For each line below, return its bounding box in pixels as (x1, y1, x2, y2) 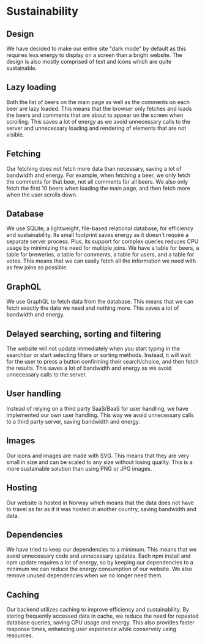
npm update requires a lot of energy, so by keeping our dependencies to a (6, 559, 194, 566)
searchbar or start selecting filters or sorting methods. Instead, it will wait (6, 351, 191, 359)
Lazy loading (6, 82, 56, 92)
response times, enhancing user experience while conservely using (6, 626, 176, 633)
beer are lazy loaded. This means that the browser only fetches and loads (6, 105, 192, 112)
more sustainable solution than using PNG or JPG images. (6, 465, 152, 472)
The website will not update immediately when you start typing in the (6, 345, 181, 353)
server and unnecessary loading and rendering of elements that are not (6, 124, 187, 132)
